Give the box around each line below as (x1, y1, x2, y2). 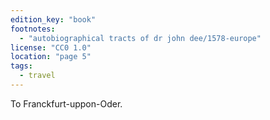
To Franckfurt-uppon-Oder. (10, 97, 123, 110)
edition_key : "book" (10, 14, 97, 25)
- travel (19, 71, 56, 81)
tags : (10, 61, 33, 71)
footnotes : (10, 24, 56, 34)
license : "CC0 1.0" (10, 42, 92, 53)
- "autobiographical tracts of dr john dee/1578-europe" (19, 33, 262, 43)
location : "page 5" (10, 52, 92, 62)
